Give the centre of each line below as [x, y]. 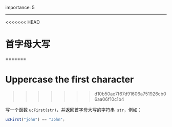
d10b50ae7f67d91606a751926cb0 [130, 94]
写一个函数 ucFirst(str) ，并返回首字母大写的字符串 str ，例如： [74, 110]
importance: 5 [20, 7]
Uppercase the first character [70, 80]
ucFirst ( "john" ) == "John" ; [35, 119]
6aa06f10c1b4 [109, 99]
